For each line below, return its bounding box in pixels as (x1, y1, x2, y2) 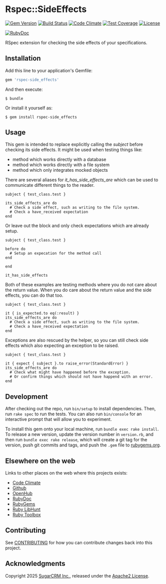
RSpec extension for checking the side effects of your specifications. (5, 39, 147, 46)
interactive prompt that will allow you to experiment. (5, 416, 112, 422)
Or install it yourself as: (5, 104, 52, 111)
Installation (5, 54, 41, 63)
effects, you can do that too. (5, 292, 63, 298)
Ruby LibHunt (12, 506, 41, 513)
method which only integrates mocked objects (12, 167, 108, 173)
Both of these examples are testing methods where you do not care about (5, 282, 157, 288)
